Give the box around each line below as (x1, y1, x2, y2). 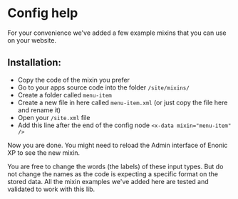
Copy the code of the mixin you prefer (17, 75, 130, 84)
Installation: (7, 57, 62, 69)
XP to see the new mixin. (7, 148, 81, 157)
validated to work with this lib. (7, 185, 95, 193)
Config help (7, 5, 78, 21)
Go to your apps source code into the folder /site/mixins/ (17, 83, 190, 92)
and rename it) (17, 105, 61, 114)
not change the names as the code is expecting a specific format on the (7, 169, 219, 178)
